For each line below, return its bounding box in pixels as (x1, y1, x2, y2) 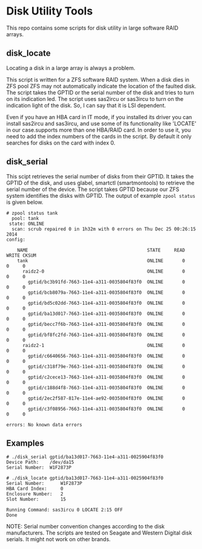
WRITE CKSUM (6, 252, 36, 258)
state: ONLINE (8, 221, 45, 227)
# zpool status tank (6, 210, 59, 216)
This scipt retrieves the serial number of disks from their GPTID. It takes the (6, 172, 194, 180)
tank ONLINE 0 (17, 258, 186, 264)
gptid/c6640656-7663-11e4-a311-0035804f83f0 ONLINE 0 (28, 352, 186, 359)
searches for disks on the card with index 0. (6, 139, 116, 146)
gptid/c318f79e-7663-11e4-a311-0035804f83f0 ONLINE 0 (28, 363, 186, 369)
